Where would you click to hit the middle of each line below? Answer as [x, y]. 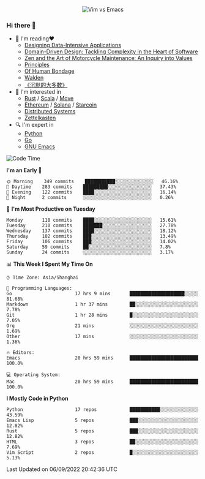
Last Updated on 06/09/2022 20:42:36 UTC [62, 469]
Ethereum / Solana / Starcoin [60, 105]
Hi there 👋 [21, 25]
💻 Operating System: [34, 375]
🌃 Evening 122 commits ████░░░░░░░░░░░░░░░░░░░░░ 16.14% [91, 192]
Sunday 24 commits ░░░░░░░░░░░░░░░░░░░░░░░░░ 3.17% [90, 252]
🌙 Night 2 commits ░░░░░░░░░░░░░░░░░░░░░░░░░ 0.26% [90, 198]
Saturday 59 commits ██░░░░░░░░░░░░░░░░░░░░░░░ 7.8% [89, 247]
